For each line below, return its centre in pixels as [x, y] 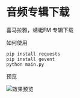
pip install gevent [31, 59]
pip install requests [33, 54]
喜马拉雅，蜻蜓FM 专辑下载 [40, 30]
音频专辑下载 [38, 12]
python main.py [25, 64]
